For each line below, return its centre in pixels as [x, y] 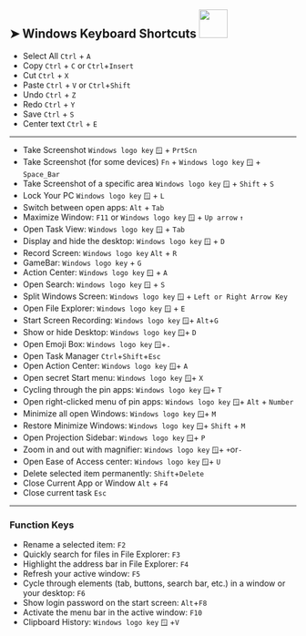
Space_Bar [41, 174]
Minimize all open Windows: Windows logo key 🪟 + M [119, 413]
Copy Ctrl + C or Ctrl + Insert [78, 66]
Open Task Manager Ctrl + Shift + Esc [92, 355]
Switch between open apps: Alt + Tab [93, 207]
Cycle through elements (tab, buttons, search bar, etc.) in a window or [154, 583]
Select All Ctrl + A [56, 56]
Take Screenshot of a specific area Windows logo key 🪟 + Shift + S [148, 183]
